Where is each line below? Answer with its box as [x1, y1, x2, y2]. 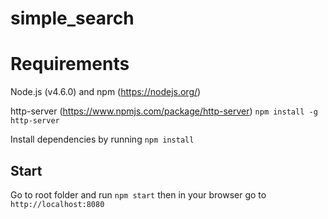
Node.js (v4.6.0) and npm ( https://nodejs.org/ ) [10, 86, 202, 98]
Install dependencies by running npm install [10, 133, 195, 146]
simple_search [10, 7, 135, 30]
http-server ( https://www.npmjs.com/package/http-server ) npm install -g [10, 105, 318, 117]
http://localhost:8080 [10, 199, 105, 209]
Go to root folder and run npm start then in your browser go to [10, 188, 267, 201]
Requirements [10, 53, 130, 76]
